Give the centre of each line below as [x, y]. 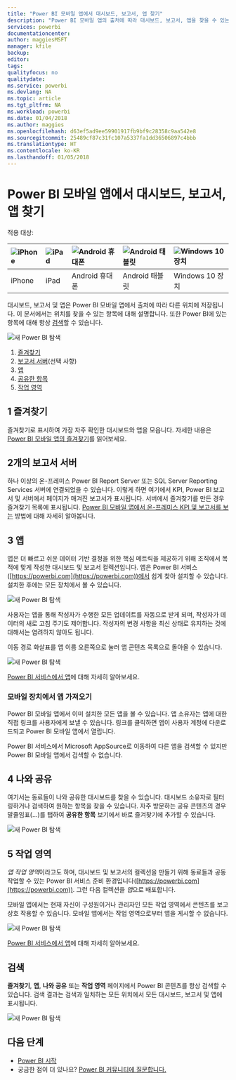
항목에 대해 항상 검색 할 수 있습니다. [55, 322]
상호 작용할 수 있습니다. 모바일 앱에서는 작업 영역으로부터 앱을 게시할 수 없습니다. [118, 914]
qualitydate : [26, 79]
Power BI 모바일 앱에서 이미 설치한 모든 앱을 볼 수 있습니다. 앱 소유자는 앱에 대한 [117, 714]
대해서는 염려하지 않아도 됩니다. [51, 632]
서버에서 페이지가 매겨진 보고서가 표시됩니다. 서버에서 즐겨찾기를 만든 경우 [123, 498]
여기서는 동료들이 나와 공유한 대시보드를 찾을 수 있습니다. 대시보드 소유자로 [110, 797]
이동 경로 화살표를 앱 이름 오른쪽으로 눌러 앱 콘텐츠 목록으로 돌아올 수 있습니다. [115, 647]
